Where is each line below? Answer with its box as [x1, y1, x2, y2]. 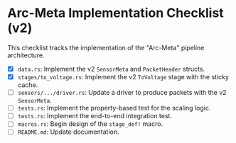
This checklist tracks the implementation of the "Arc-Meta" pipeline [7, 43, 205, 52]
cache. [17, 81, 38, 89]
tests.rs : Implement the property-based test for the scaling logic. [17, 104, 211, 113]
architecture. [7, 51, 45, 59]
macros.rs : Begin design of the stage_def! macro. [17, 120, 163, 128]
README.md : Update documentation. [17, 127, 119, 136]
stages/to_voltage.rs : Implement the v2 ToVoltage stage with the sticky [17, 73, 230, 81]
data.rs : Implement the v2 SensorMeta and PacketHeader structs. [17, 64, 205, 73]
